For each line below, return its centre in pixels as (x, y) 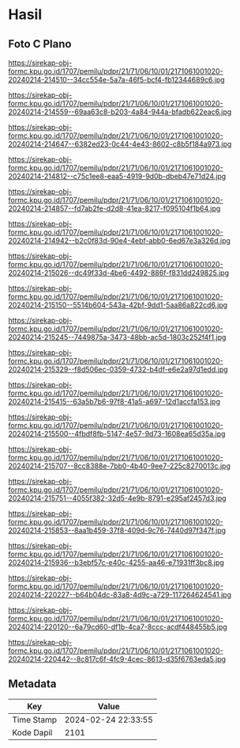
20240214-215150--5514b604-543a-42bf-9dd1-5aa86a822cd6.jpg (118, 305)
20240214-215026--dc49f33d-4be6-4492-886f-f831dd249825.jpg (119, 273)
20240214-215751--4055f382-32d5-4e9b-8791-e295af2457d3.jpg (117, 498)
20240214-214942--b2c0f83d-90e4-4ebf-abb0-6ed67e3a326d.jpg (120, 240)
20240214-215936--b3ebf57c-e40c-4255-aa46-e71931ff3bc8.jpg (116, 563)
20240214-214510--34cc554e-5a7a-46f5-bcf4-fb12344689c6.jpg (116, 80)
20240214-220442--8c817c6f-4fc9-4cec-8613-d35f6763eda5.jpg (117, 659)
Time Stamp (35, 719)
